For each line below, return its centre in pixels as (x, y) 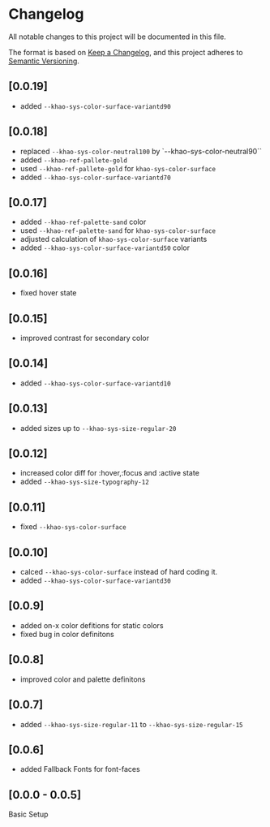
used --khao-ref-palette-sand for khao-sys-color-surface (118, 230)
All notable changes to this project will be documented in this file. (118, 37)
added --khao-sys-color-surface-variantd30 (96, 580)
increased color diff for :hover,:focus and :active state (110, 473)
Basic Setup (28, 814)
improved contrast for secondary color (85, 338)
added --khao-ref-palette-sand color (83, 222)
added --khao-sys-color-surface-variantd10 (96, 383)
